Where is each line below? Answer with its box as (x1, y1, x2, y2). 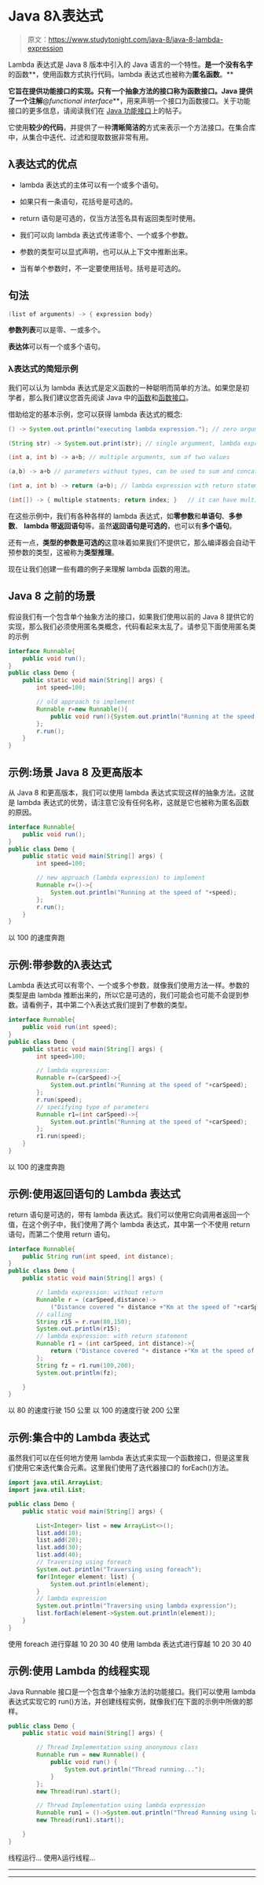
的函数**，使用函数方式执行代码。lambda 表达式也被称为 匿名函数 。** (8, 69, 234, 79)
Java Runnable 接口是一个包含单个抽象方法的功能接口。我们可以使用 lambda (8, 1687, 256, 1696)
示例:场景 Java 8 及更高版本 (8, 766, 143, 779)
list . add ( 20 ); (36, 1536, 82, 1545)
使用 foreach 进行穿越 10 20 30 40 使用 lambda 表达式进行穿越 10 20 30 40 (8, 1639, 251, 1648)
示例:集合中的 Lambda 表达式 (8, 1431, 150, 1444)
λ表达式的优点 (8, 158, 78, 171)
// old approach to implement (36, 698, 135, 706)
